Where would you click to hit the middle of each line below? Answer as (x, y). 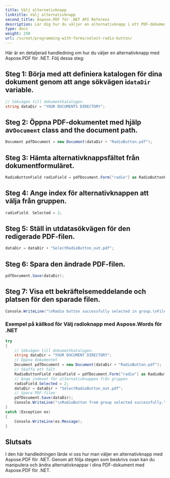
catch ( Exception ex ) (28, 412)
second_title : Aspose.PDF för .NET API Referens (57, 19)
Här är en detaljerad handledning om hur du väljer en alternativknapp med (82, 53)
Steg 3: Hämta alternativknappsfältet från (73, 158)
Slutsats (18, 442)
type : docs (17, 29)
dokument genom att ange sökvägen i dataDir (78, 82)
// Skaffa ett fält (35, 370)
